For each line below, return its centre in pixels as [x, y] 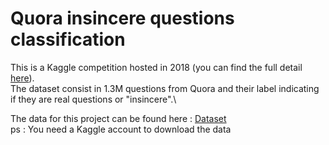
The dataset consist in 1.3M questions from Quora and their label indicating [165, 88]
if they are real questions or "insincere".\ [93, 99]
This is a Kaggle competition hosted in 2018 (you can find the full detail [156, 67]
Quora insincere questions [122, 18]
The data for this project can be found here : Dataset [118, 118]
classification [68, 39]
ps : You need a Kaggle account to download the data [121, 129]
